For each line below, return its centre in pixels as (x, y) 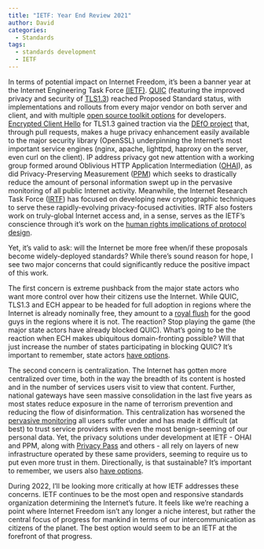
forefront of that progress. (50, 536)
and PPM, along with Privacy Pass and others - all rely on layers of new (123, 445)
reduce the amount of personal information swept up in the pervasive (121, 182)
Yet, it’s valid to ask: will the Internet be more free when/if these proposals (128, 247)
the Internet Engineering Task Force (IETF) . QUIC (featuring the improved (126, 90)
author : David (31, 23)
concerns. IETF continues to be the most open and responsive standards (126, 494)
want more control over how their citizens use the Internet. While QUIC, (124, 296)
